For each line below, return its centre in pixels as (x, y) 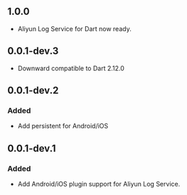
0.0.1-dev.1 (32, 148)
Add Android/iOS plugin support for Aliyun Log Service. (99, 184)
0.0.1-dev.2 (33, 90)
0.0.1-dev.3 (33, 51)
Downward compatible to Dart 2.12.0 (71, 68)
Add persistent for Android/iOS (63, 126)
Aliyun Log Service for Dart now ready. (74, 28)
